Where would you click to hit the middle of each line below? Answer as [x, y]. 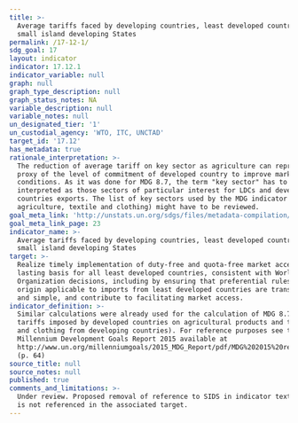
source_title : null [45, 364]
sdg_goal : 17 [33, 51]
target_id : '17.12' [45, 141]
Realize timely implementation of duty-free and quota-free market [145, 265]
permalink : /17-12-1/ [49, 42]
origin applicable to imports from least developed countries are [142, 289]
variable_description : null [61, 108]
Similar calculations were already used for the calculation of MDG [146, 314]
